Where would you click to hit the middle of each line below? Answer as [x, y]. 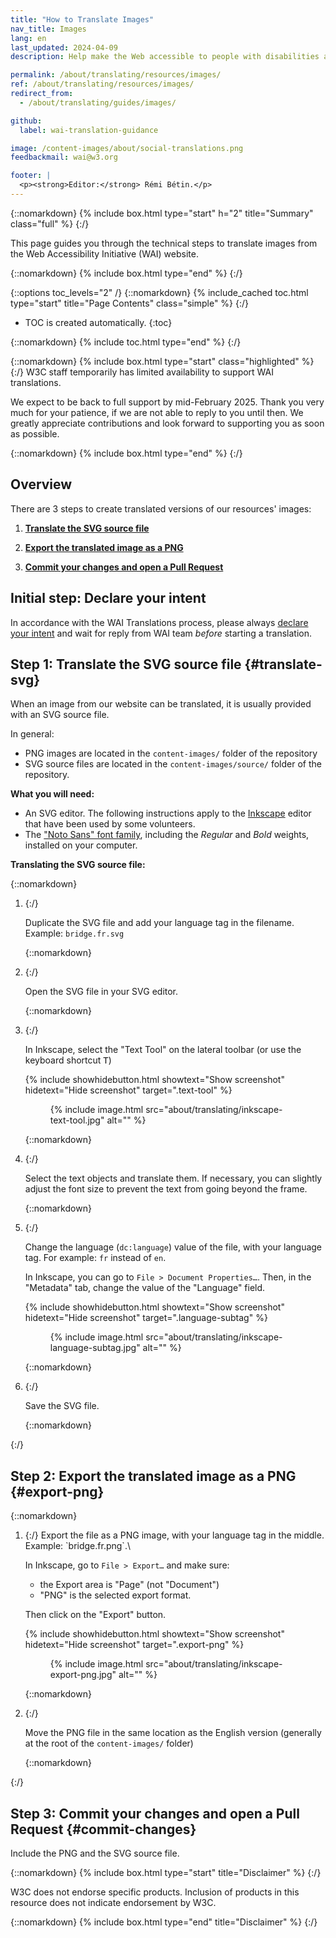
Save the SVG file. [62, 1406]
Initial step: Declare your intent [108, 598]
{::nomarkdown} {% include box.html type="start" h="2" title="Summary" [162, 213]
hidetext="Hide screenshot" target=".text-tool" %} [128, 1090]
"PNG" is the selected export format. [115, 1595]
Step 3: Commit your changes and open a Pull [155, 1813]
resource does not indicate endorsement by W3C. [113, 1902]
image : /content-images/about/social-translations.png [127, 148]
